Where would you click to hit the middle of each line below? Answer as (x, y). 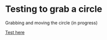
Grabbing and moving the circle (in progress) (51, 23)
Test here (15, 32)
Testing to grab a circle (54, 9)
